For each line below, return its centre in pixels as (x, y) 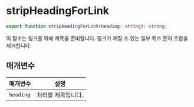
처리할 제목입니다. (60, 95)
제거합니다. (19, 46)
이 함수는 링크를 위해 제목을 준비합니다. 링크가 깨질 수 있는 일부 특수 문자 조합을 (97, 38)
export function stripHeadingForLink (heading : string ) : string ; (87, 26)
